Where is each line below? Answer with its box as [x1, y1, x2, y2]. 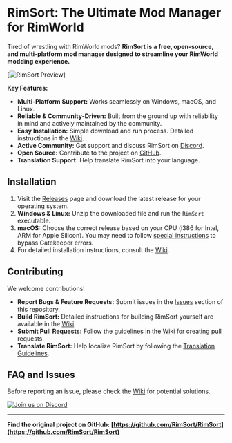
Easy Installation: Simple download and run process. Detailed [17, 126, 194, 135]
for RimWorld [7, 19, 84, 35]
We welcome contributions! [7, 284, 85, 292]
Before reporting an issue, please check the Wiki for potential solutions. [7, 387, 211, 395]
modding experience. [7, 57, 70, 65]
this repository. [17, 305, 60, 313]
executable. [17, 216, 51, 225]
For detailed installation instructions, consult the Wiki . [17, 245, 170, 254]
